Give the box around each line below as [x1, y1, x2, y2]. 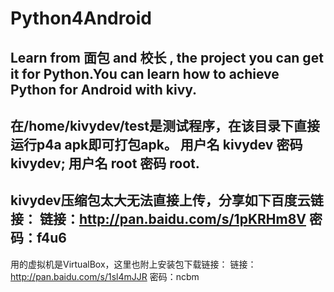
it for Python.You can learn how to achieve [10, 65, 280, 82]
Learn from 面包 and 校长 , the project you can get [10, 49, 324, 66]
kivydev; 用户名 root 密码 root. [10, 155, 200, 172]
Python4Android [10, 7, 152, 30]
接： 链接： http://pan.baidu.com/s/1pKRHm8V [10, 211, 307, 228]
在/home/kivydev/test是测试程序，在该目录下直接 [10, 117, 321, 134]
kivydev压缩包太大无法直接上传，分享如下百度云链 [10, 192, 324, 209]
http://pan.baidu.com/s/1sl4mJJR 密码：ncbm [10, 270, 200, 282]
